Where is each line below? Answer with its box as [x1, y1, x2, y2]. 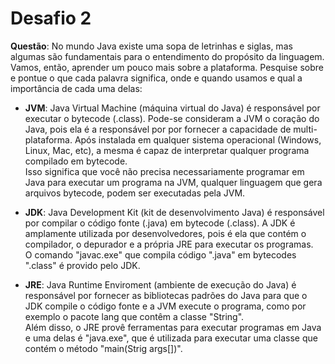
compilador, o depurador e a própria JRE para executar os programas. [24, 238, 314, 250]
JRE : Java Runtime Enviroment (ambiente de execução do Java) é [24, 278, 297, 291]
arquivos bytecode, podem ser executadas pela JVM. [24, 187, 246, 199]
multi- [293, 123, 318, 135]
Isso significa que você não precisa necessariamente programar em [24, 165, 305, 177]
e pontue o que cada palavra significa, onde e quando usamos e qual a [10, 72, 303, 84]
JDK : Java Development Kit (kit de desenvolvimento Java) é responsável [24, 206, 325, 218]
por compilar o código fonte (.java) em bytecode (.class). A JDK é [24, 217, 296, 229]
